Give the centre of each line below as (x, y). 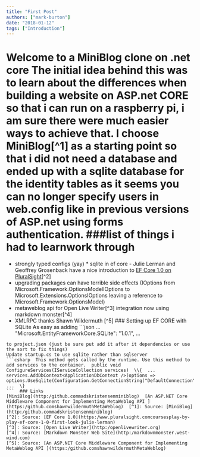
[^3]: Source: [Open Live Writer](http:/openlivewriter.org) (84, 428)
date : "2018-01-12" (30, 23)
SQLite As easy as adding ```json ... (58, 327)
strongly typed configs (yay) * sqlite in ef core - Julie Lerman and (95, 264)
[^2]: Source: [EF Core (36, 417)
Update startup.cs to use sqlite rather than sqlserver (77, 355)
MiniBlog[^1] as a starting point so (92, 146)
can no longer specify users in (83, 197)
